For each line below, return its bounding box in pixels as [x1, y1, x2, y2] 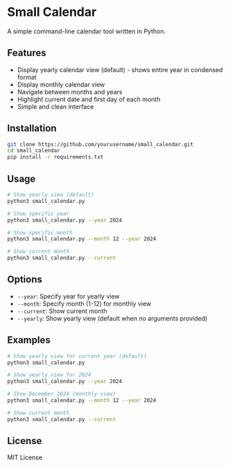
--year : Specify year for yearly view [17, 292, 120, 300]
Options [7, 274, 43, 285]
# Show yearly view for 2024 [7, 371, 91, 378]
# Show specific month [7, 229, 73, 236]
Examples [7, 334, 51, 346]
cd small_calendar [7, 147, 60, 155]
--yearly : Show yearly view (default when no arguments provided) [17, 314, 208, 322]
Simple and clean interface [17, 102, 94, 111]
